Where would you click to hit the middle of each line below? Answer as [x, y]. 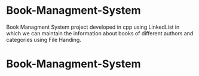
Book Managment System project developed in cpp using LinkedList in [93, 27]
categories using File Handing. [44, 39]
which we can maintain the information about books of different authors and [100, 33]
